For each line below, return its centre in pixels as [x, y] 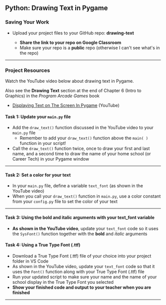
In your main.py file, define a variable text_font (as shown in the [78, 186]
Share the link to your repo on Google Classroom [70, 42]
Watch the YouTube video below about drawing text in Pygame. [70, 81]
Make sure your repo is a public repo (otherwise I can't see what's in [90, 48]
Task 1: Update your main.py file [38, 117]
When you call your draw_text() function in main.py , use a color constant [86, 196]
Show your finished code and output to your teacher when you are [82, 287]
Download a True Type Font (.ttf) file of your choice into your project [82, 256]
